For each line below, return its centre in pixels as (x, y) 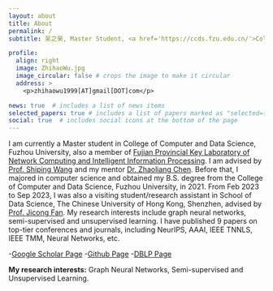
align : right (38, 61)
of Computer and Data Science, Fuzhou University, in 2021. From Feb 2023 (134, 186)
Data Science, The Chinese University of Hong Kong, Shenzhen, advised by (135, 204)
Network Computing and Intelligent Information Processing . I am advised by (135, 161)
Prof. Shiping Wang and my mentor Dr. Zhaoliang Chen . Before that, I (123, 169)
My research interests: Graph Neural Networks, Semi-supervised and (126, 270)
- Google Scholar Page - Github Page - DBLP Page (90, 254)
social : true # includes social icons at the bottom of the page (123, 121)
